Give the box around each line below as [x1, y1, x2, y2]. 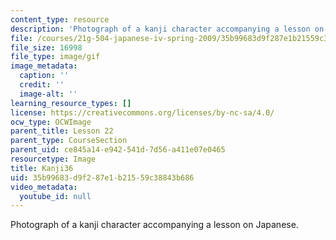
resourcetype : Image [10, 154, 97, 164]
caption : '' [19, 71, 70, 81]
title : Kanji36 [10, 163, 74, 173]
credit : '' [19, 80, 65, 90]
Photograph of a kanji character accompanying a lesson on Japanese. [10, 219, 299, 231]
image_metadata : [10, 61, 78, 71]
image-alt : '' [19, 89, 78, 99]
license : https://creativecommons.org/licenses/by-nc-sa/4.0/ [10, 107, 275, 118]
